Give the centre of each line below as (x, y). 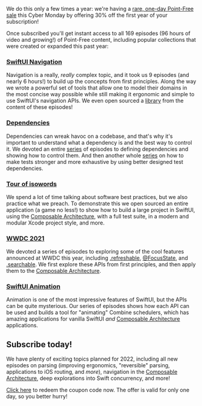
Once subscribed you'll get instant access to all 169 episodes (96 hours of (99, 33)
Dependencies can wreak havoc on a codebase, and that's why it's (90, 136)
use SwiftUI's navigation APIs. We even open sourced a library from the (95, 101)
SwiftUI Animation (33, 287)
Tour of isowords (32, 184)
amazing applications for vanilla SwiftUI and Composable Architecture (93, 319)
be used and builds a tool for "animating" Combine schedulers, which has (98, 313)
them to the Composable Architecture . (54, 271)
